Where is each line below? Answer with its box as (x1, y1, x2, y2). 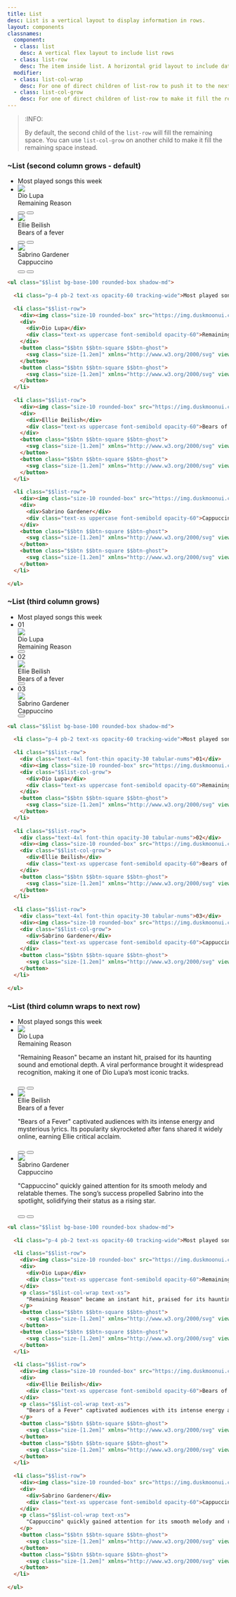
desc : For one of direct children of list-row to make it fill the (20, 96, 221, 103)
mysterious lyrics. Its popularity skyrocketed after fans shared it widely (17, 1125, 223, 1133)
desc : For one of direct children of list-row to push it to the (20, 82, 216, 89)
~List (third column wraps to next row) (7, 1001, 140, 1011)
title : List (7, 10, 42, 18)
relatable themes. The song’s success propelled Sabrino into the (17, 1189, 204, 1197)
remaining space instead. (24, 144, 98, 151)
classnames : (7, 30, 42, 37)
